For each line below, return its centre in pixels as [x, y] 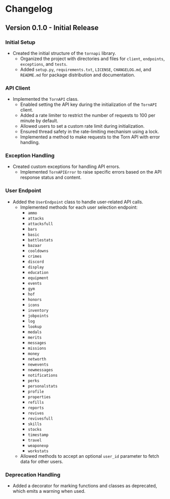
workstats [38, 451]
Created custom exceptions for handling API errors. [66, 167]
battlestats [40, 240]
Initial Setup [20, 42]
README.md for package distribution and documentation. [78, 75]
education [38, 272]
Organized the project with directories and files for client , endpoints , [92, 59]
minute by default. [39, 121]
